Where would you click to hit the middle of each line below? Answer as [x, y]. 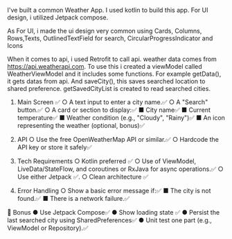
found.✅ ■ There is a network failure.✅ [73, 198]
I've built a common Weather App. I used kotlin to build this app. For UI [108, 10]
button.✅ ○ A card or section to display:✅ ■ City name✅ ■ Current [114, 110]
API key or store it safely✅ [54, 147]
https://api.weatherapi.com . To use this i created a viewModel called [105, 66]
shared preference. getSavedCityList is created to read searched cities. [109, 89]
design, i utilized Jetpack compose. [58, 17]
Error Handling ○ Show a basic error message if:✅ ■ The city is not [114, 191]
